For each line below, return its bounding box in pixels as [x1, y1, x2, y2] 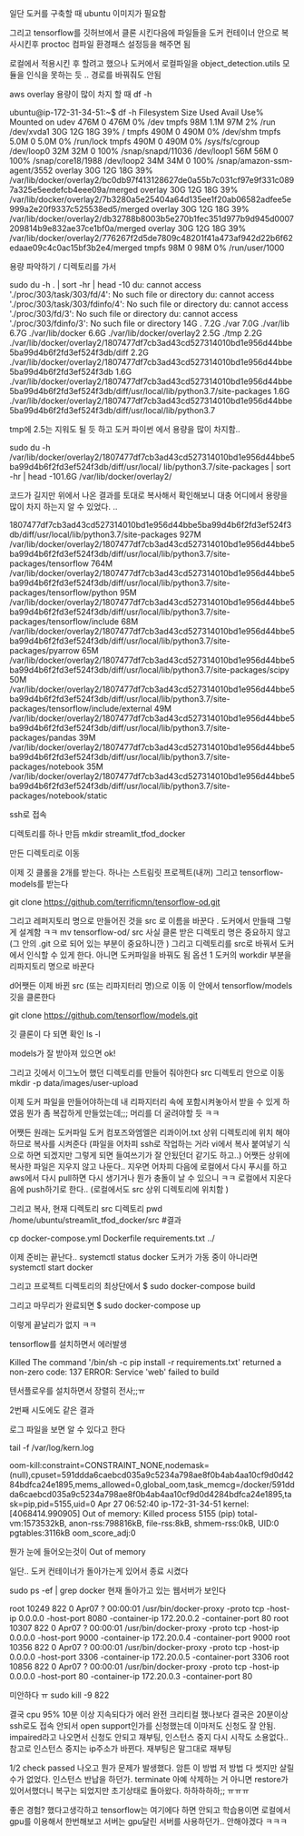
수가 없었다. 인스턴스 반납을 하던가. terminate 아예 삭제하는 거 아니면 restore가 [9, 1774, 289, 1784]
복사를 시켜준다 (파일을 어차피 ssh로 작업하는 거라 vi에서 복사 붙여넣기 [33, 1139, 281, 1149]
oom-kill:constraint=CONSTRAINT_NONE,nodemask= [9, 1460, 211, 1470]
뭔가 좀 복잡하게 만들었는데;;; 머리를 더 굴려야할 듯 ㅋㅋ [25, 1108, 221, 1118]
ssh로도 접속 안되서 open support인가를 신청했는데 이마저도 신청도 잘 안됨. [9, 1720, 277, 1731]
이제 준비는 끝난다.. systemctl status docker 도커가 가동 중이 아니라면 [9, 1252, 259, 1263]
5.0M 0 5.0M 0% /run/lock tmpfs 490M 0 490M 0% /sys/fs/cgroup [9, 136, 260, 147]
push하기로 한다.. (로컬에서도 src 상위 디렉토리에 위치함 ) [25, 1184, 230, 1194]
